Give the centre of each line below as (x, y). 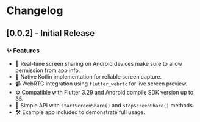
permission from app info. (48, 70)
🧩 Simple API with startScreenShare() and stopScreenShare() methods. (105, 105)
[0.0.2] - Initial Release (51, 33)
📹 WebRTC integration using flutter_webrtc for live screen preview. (101, 84)
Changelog (35, 11)
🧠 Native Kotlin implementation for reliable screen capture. (88, 76)
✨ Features (23, 51)
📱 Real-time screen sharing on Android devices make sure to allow (99, 63)
